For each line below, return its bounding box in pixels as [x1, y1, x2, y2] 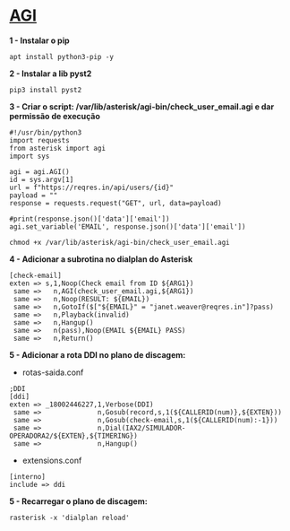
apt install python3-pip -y [9, 52, 115, 61]
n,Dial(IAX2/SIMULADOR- [97, 423, 186, 432]
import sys [9, 152, 50, 161]
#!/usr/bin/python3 [9, 127, 82, 137]
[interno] [9, 472, 47, 481]
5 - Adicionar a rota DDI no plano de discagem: [9, 349, 186, 360]
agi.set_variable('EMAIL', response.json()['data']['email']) [9, 222, 246, 231]
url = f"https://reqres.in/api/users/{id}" [9, 183, 175, 192]
